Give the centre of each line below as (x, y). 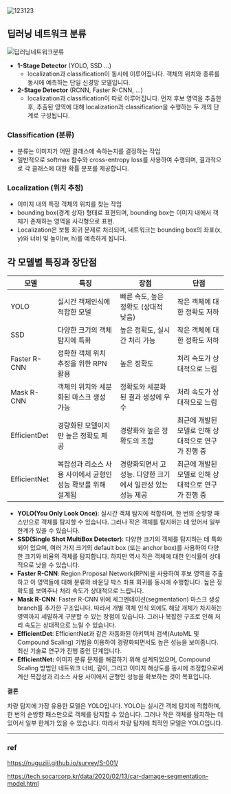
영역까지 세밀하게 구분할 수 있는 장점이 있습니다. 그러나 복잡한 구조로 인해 (115, 617)
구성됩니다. (55, 115)
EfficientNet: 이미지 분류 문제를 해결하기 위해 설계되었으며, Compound (114, 659)
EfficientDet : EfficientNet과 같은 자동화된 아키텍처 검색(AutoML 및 (108, 634)
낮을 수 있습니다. (58, 565)
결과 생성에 (145, 397)
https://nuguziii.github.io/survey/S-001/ (63, 762)
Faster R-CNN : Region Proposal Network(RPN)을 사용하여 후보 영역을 (114, 573)
